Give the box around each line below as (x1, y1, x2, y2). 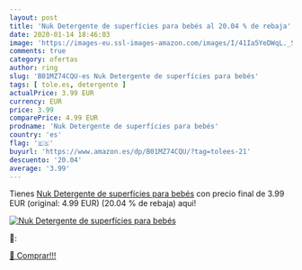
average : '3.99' (9, 164, 70, 173)
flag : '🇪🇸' (9, 139, 54, 148)
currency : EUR (9, 96, 63, 106)
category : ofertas (9, 55, 78, 64)
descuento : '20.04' (9, 155, 83, 165)
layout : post (9, 13, 58, 22)
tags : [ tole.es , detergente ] (9, 80, 127, 89)
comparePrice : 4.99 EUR (9, 113, 99, 122)
